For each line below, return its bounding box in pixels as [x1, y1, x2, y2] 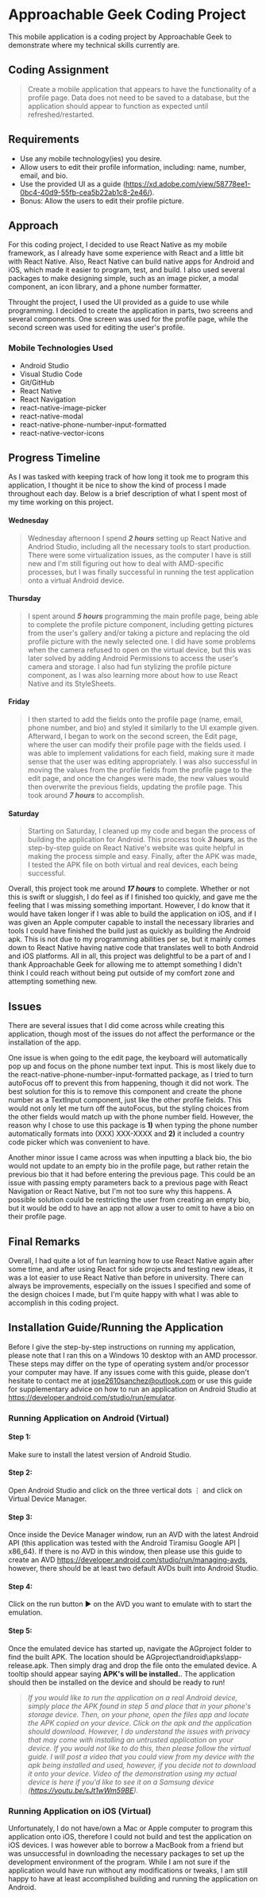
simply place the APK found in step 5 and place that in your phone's [27, 1701, 252, 1711]
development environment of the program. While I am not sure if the [8, 1857, 230, 1866]
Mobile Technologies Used [8, 343, 114, 354]
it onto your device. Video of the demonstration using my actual [27, 1769, 237, 1778]
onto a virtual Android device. [27, 576, 125, 585]
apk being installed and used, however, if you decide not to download [27, 1760, 256, 1769]
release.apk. [8, 1661, 49, 1670]
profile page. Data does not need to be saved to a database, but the [27, 93, 250, 102]
